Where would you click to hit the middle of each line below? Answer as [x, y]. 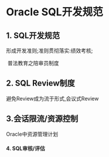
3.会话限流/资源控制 [42, 119]
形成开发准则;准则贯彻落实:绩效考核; [50, 51]
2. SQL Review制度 [40, 83]
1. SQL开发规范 [33, 35]
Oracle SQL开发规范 [55, 12]
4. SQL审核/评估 [25, 149]
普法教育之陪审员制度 [33, 63]
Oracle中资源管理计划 [32, 134]
